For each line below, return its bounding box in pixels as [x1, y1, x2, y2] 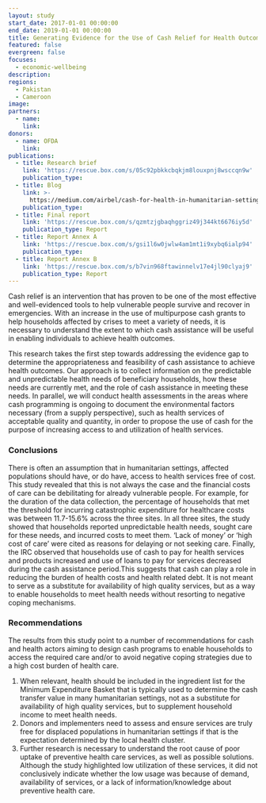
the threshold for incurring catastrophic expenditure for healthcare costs [8, 505, 245, 514]
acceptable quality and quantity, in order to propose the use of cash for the [8, 417, 253, 426]
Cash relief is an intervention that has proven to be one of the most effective [8, 291, 257, 302]
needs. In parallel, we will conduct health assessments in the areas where [8, 391, 249, 401]
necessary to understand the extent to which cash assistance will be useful [8, 325, 254, 335]
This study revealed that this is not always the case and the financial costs [8, 479, 251, 489]
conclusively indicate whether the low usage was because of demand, [19, 769, 249, 778]
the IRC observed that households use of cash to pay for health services [8, 547, 245, 556]
